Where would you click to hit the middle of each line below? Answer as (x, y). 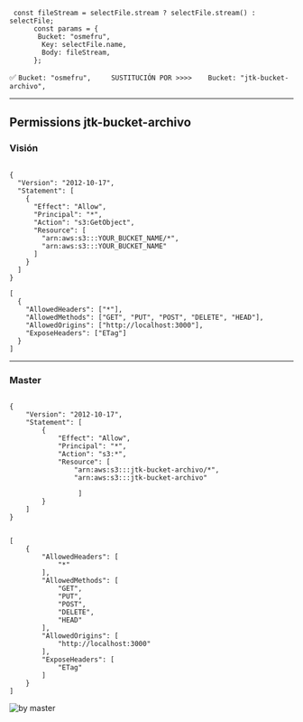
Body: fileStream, (76, 52)
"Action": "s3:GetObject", (84, 222)
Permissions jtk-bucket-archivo (101, 122)
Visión (24, 148)
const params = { (66, 29)
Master (26, 380)
